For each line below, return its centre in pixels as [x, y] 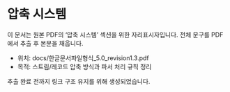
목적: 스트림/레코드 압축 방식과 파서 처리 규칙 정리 [84, 66]
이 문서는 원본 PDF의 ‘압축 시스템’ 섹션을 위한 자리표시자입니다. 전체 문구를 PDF [115, 35]
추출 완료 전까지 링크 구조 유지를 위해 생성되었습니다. [79, 81]
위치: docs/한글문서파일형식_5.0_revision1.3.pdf [83, 58]
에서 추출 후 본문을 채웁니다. [45, 43]
